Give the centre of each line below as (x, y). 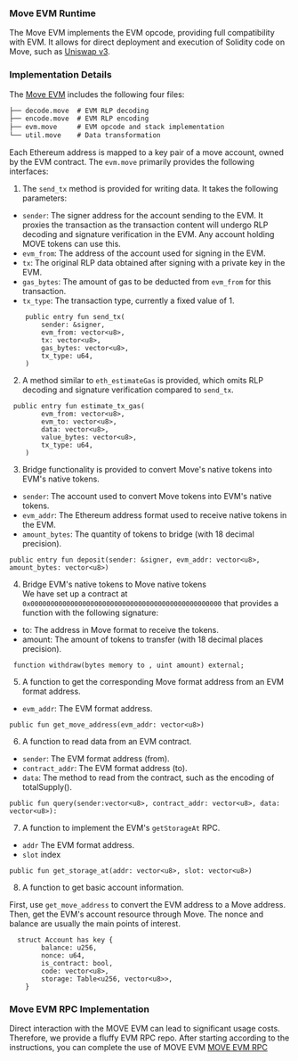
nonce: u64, (64, 956)
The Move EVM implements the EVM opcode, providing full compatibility (142, 33)
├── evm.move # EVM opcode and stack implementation (117, 127)
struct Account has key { (65, 940)
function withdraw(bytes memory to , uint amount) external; (129, 666)
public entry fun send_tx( (75, 317)
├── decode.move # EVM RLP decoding (79, 111)
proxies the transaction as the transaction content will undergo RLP (145, 225)
